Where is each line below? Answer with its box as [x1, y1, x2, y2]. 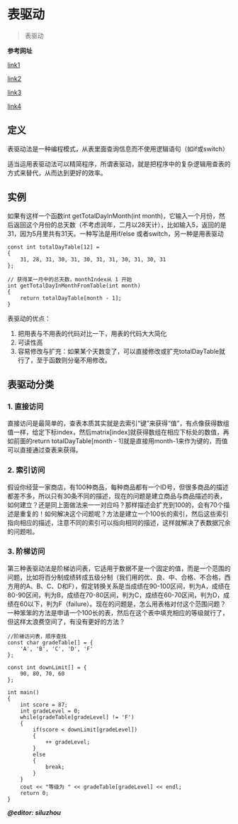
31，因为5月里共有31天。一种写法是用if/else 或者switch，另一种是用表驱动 [7, 229, 225, 238]
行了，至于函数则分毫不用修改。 [17, 356, 111, 364]
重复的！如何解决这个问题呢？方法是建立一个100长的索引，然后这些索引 [19, 509, 229, 518]
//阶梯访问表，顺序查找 [7, 633, 67, 640]
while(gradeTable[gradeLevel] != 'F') [20, 713, 135, 721]
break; [45, 763, 65, 771]
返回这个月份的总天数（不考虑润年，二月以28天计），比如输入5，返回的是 [13, 220, 227, 229]
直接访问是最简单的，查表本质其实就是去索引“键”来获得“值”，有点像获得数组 [7, 419, 229, 428]
